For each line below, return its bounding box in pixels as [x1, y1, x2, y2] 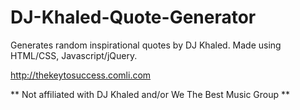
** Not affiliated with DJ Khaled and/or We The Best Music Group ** [10, 88, 291, 100]
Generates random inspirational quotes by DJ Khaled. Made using [10, 39, 282, 51]
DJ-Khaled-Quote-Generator [10, 6, 257, 29]
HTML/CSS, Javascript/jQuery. [10, 49, 138, 61]
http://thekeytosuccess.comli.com [10, 69, 152, 81]
